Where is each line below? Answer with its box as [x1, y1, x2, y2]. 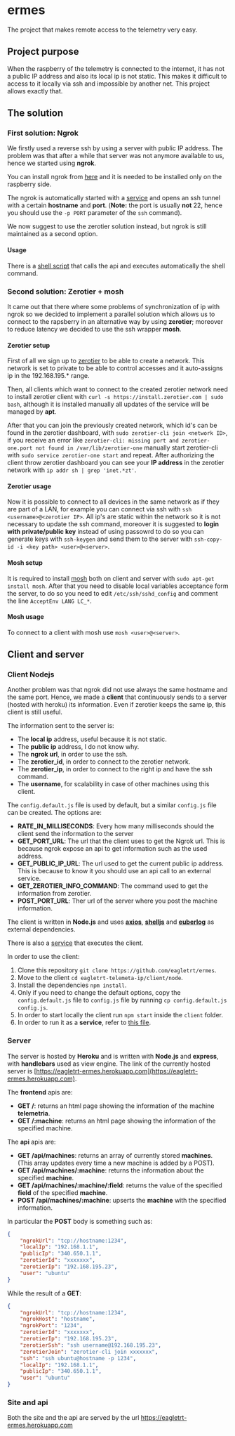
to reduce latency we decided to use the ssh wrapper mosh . [7, 325, 182, 333]
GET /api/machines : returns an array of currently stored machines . [17, 1151, 213, 1159]
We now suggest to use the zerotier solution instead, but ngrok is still [7, 222, 207, 230]
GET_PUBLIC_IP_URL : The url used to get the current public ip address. [17, 859, 224, 868]
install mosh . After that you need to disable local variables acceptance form [7, 582, 229, 590]
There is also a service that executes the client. [7, 939, 144, 947]
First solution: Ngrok [7, 129, 79, 138]
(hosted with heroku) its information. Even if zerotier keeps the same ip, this [7, 700, 227, 709]
